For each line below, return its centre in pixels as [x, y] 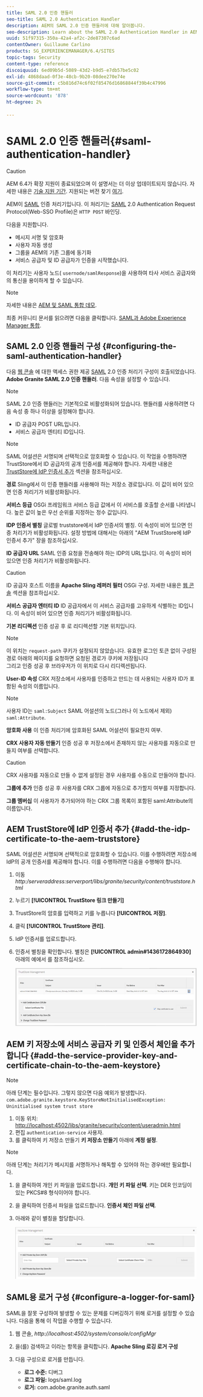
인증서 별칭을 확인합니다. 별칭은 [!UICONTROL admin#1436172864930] [103, 952]
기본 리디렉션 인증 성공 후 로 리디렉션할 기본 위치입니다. [72, 626]
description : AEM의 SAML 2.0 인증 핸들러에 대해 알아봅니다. [76, 25]
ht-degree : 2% [24, 102]
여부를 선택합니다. [38, 750]
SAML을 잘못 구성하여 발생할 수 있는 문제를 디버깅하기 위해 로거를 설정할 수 [95, 1313]
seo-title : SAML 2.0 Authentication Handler [63, 19]
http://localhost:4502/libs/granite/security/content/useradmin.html [98, 1125]
